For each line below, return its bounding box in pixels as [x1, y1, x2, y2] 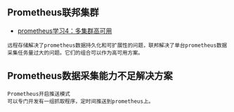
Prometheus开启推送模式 [7, 90, 70, 97]
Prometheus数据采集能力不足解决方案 [7, 70, 174, 82]
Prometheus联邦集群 [7, 6, 100, 19]
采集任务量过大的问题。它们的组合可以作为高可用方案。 [7, 49, 144, 56]
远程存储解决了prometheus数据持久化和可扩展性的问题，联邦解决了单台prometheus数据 [7, 41, 227, 49]
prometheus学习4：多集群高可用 [17, 27, 112, 35]
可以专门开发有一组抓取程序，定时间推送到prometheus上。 [7, 97, 155, 105]
